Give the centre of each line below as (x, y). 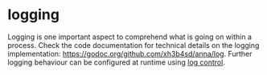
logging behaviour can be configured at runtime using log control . (117, 62)
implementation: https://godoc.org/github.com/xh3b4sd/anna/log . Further (130, 53)
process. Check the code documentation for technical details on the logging (133, 45)
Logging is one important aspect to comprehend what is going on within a (130, 37)
